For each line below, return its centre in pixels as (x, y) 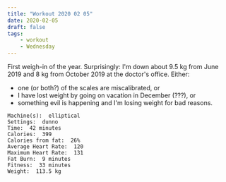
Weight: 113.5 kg (34, 171)
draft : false (26, 27)
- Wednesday (37, 47)
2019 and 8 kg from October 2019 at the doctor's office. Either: (99, 74)
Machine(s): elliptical (44, 116)
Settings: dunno (33, 122)
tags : (15, 34)
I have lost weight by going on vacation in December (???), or (107, 95)
